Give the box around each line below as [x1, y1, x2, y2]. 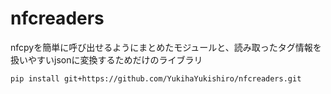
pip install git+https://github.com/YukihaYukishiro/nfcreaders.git [10, 73, 302, 84]
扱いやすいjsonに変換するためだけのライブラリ [10, 53, 203, 66]
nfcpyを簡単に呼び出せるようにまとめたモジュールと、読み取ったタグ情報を [10, 41, 322, 53]
